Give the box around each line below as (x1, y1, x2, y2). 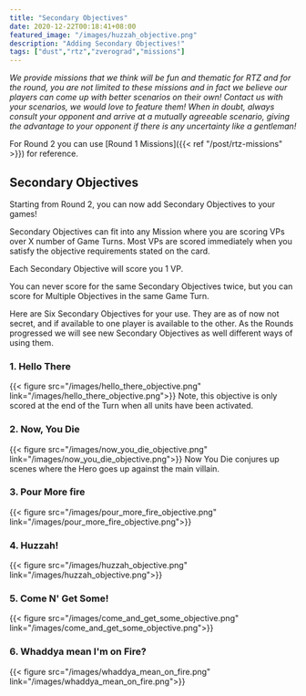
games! (9, 208, 38, 219)
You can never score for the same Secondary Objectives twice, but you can (9, 280, 293, 292)
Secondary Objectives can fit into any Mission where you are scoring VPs (9, 225, 285, 237)
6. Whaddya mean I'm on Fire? (9, 645, 148, 658)
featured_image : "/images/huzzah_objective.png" (9, 30, 198, 39)
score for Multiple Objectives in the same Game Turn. (9, 290, 209, 301)
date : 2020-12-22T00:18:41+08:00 (9, 22, 137, 31)
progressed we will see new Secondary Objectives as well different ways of (9, 327, 293, 338)
